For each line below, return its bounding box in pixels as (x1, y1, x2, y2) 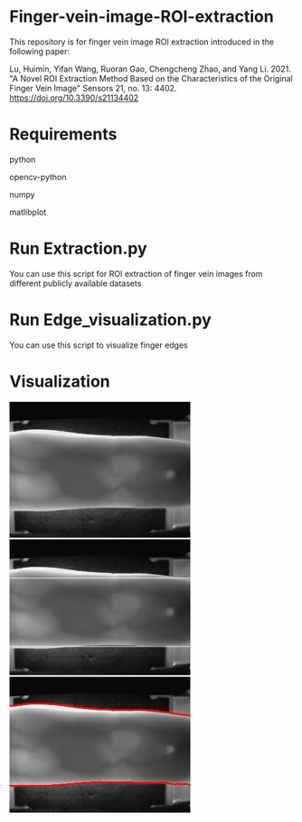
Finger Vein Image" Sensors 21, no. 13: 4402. (9, 82, 177, 93)
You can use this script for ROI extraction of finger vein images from (9, 268, 263, 279)
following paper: (9, 45, 71, 56)
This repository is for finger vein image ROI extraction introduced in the (9, 36, 274, 47)
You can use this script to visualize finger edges (9, 339, 188, 350)
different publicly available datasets (9, 278, 142, 289)
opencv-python (9, 171, 67, 182)
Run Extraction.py (9, 238, 147, 259)
